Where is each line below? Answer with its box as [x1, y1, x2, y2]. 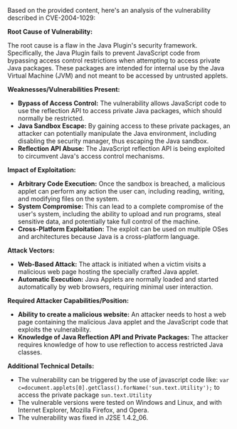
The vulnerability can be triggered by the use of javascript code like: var [17, 376, 230, 383]
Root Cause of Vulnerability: [7, 28, 93, 36]
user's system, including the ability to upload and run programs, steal [17, 210, 221, 218]
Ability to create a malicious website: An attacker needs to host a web [17, 310, 226, 319]
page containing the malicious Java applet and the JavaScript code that [17, 318, 228, 326]
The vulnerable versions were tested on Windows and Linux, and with [17, 398, 222, 406]
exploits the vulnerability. [17, 325, 91, 334]
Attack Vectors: [7, 246, 56, 255]
